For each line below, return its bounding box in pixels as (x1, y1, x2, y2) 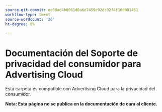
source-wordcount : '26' (5, 17, 55, 22)
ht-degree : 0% (5, 21, 35, 27)
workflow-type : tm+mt (5, 12, 51, 17)
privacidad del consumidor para (5, 59, 141, 70)
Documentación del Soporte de (5, 47, 138, 59)
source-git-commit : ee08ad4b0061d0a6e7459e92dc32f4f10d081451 (5, 7, 138, 13)
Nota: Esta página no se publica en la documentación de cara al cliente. (5, 101, 157, 107)
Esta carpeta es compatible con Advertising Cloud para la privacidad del (5, 86, 155, 92)
